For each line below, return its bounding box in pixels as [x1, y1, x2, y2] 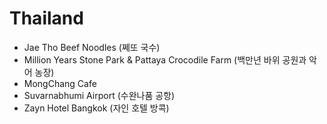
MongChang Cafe [23, 77, 97, 89]
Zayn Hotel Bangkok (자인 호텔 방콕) [23, 102, 170, 114]
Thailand [9, 7, 84, 30]
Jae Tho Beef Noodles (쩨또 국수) [23, 41, 161, 53]
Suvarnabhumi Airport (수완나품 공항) [23, 89, 176, 101]
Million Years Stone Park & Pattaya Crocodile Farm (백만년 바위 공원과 [23, 53, 307, 66]
